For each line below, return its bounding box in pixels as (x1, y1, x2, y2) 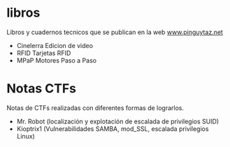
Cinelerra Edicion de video (16, 41, 94, 49)
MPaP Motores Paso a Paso (16, 56, 97, 64)
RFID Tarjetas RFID (16, 49, 71, 57)
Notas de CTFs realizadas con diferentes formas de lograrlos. (6, 103, 185, 112)
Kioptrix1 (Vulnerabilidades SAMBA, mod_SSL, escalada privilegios (16, 124, 209, 133)
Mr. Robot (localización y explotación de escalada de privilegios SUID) (16, 117, 220, 125)
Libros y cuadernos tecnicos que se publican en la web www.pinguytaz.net (6, 28, 223, 36)
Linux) (16, 132, 36, 140)
